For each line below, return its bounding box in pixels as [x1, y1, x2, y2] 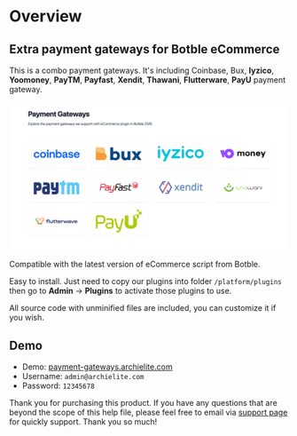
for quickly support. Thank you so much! [9, 416, 158, 427]
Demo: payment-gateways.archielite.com [21, 361, 173, 372]
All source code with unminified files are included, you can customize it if [9, 303, 277, 313]
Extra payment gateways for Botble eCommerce [9, 42, 280, 57]
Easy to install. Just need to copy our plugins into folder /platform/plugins [9, 276, 282, 287]
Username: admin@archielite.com [21, 371, 145, 382]
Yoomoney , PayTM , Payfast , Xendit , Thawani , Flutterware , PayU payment [9, 75, 286, 85]
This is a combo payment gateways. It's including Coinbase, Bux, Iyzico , [9, 65, 275, 75]
